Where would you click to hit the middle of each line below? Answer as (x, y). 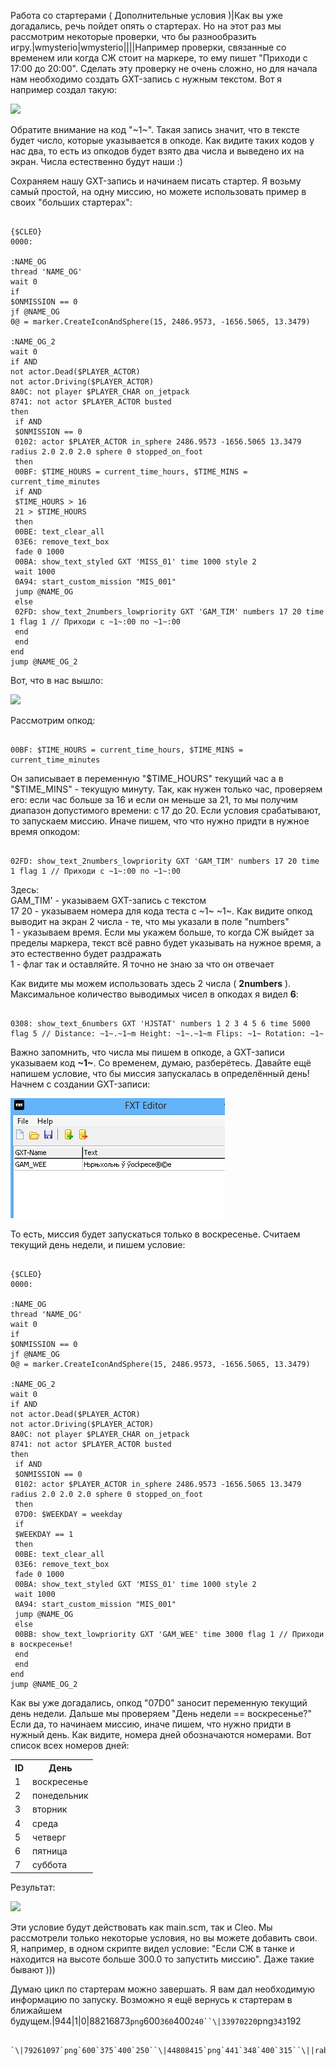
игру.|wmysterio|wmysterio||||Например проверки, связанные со (148, 47)
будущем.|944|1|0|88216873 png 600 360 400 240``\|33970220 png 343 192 (156, 2021)
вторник (50, 1809)
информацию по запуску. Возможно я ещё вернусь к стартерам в (151, 1999)
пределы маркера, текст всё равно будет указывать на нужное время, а (166, 943)
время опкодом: (45, 831)
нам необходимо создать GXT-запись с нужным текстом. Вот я (146, 79)
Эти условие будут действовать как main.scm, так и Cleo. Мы (141, 1927)
